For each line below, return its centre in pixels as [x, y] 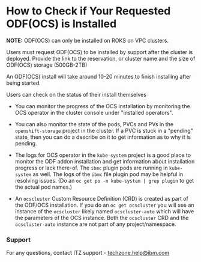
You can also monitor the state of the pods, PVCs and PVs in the [94, 124]
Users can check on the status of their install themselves [76, 94]
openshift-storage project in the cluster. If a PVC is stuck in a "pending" [104, 130]
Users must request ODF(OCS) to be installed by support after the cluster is [100, 52]
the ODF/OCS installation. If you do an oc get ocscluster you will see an [104, 205]
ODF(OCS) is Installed [61, 24]
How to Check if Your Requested [88, 11]
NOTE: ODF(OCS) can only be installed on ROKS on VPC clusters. [88, 40]
